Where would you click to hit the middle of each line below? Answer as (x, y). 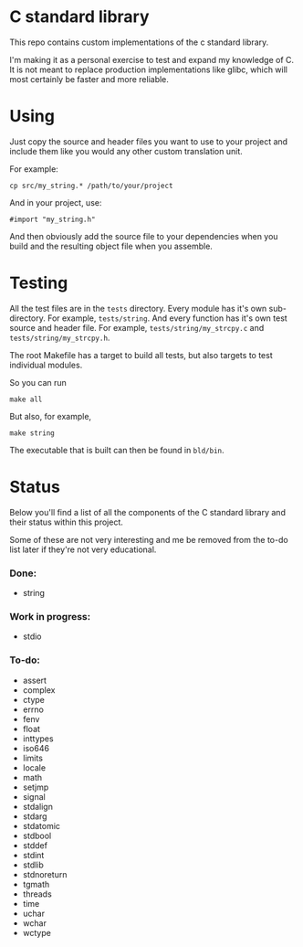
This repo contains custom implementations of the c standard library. (139, 42)
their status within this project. (66, 522)
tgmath (36, 884)
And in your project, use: (56, 202)
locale (34, 767)
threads (37, 894)
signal (34, 796)
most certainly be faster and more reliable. (89, 79)
